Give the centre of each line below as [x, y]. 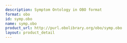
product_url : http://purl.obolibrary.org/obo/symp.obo [64, 28]
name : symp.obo [21, 23]
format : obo [18, 14]
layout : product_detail [30, 33]
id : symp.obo [19, 19]
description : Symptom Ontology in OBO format [53, 10]
